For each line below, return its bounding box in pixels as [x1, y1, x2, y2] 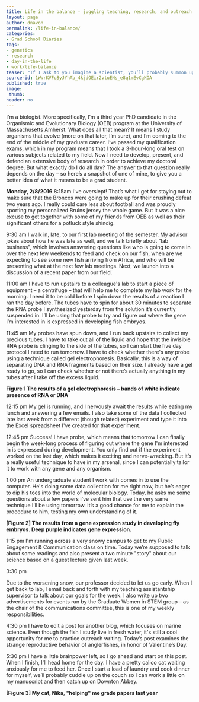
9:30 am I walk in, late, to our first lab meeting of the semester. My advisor [6, 231, 188, 238]
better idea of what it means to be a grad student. [6, 176, 127, 183]
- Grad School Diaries [6, 36, 62, 42]
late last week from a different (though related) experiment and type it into [6, 415, 187, 423]
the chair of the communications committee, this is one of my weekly [6, 604, 175, 611]
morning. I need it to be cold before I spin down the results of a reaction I [6, 293, 184, 300]
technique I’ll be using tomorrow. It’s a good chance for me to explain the [6, 501, 184, 509]
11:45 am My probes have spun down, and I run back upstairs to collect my [6, 329, 188, 336]
